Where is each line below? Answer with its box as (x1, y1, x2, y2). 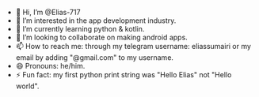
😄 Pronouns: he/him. (15, 62, 86, 70)
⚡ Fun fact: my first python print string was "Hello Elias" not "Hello (15, 70, 232, 79)
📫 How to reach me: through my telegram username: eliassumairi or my (15, 42, 252, 50)
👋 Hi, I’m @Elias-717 (15, 8, 81, 17)
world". (15, 81, 40, 91)
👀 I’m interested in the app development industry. (15, 16, 177, 25)
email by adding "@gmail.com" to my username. (15, 53, 174, 62)
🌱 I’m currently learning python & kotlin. (15, 24, 145, 33)
